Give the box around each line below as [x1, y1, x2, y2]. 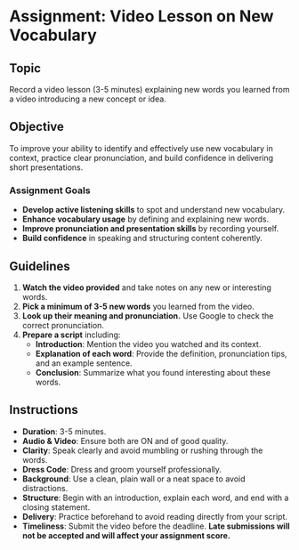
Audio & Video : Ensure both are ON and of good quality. [21, 435, 229, 446]
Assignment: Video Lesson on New [9, 6, 274, 27]
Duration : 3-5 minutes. [21, 425, 107, 437]
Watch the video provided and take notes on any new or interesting [21, 282, 271, 293]
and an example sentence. [35, 358, 133, 368]
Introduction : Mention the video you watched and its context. [35, 338, 262, 349]
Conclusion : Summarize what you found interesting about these [35, 367, 271, 377]
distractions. [21, 482, 69, 493]
